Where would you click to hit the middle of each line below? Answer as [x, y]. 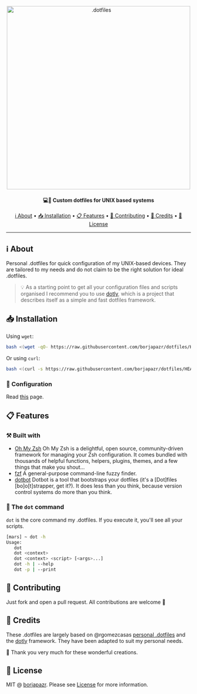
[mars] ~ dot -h [26, 537]
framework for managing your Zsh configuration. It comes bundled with [101, 455]
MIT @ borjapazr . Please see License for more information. [77, 685]
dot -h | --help [34, 564]
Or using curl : [23, 358]
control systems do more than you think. [63, 492]
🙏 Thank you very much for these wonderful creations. [72, 652]
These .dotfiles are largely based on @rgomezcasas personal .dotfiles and [96, 634]
